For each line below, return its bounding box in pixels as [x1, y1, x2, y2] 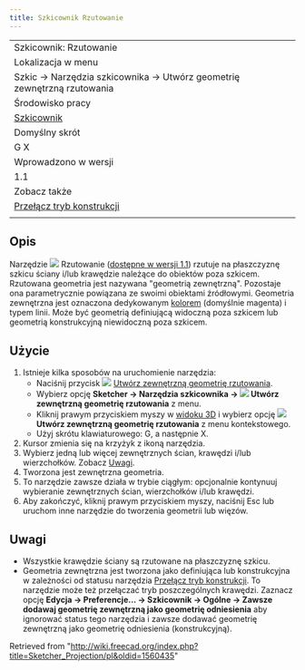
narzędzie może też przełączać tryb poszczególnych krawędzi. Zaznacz [22, 585, 293, 596]
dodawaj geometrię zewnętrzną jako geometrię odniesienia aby [22, 604, 268, 615]
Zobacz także [14, 185, 73, 198]
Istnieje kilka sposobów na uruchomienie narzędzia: [22, 367, 216, 378]
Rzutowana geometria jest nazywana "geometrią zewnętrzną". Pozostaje [9, 278, 281, 289]
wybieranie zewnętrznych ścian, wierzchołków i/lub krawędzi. [22, 486, 255, 497]
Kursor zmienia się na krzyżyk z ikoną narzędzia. [22, 438, 206, 449]
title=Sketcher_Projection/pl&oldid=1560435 [9, 650, 175, 662]
